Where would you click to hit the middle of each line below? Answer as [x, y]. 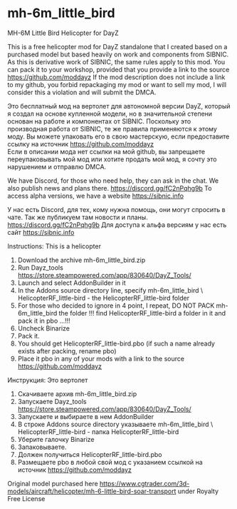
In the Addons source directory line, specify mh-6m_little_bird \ [110, 290]
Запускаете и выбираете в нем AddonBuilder [86, 416]
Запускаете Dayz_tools [52, 401]
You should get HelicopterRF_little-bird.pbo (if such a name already [116, 343]
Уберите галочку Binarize [56, 439]
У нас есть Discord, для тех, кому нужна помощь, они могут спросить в [116, 209]
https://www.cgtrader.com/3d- [144, 483]
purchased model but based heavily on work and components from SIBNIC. [118, 54]
